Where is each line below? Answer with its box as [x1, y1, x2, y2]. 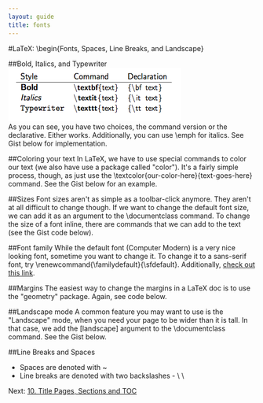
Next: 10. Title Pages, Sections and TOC [8, 386, 137, 395]
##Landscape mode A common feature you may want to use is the [8, 307, 224, 316]
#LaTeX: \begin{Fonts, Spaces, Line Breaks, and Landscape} [8, 43, 204, 53]
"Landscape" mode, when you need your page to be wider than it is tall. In [8, 315, 249, 324]
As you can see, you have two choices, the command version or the [8, 122, 228, 131]
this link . [8, 268, 35, 277]
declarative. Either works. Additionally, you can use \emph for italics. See [8, 130, 244, 139]
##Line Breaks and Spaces [8, 347, 96, 357]
